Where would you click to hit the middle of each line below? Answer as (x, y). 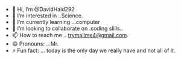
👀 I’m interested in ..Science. (47, 16)
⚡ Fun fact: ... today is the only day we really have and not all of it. (94, 50)
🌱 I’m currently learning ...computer (56, 22)
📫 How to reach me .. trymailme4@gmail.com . (70, 35)
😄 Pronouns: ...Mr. (35, 44)
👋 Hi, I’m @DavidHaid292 (43, 9)
